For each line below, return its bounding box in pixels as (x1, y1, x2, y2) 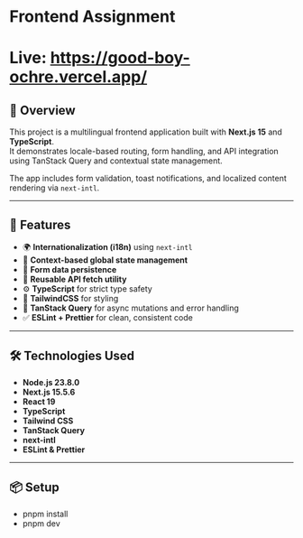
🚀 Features (9, 217, 71, 232)
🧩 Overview (9, 102, 76, 118)
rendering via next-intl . (9, 182, 100, 193)
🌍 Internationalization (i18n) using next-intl (22, 242, 193, 252)
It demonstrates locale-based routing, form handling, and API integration (9, 146, 280, 157)
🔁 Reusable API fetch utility (22, 274, 127, 284)
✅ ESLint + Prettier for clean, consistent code (22, 312, 194, 322)
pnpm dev (22, 517, 60, 529)
